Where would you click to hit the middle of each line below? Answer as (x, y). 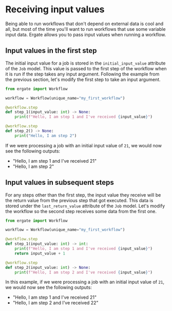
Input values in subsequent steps (60, 182)
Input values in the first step (51, 51)
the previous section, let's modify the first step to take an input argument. (83, 79)
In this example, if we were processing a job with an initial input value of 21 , (85, 282)
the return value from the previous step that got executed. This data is (79, 200)
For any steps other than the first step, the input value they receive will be (83, 195)
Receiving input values (55, 9)
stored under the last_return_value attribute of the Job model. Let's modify (85, 206)
